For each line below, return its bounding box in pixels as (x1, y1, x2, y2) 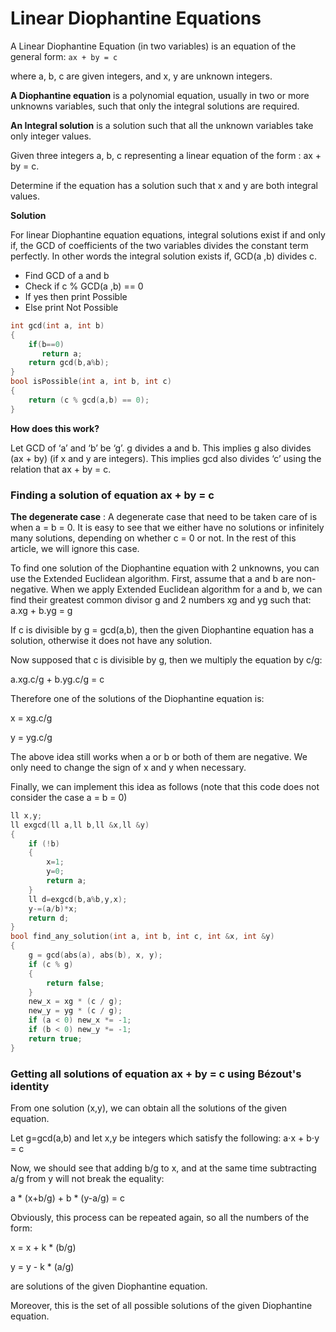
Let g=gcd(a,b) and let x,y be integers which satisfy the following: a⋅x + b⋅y (10, 1132, 320, 1144)
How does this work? (10, 422, 100, 434)
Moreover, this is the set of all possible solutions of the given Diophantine (10, 1300, 313, 1312)
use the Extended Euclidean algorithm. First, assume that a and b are (10, 572, 295, 584)
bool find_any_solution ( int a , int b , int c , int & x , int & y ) (10, 932, 275, 942)
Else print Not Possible (24, 301, 119, 313)
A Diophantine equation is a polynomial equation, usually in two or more (10, 89, 310, 101)
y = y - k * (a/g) (10, 1261, 75, 1273)
